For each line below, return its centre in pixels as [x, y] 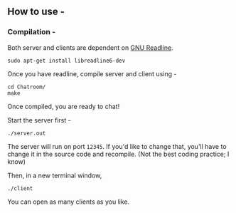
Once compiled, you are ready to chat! [64, 106]
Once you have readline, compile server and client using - [92, 73]
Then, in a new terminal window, [55, 175]
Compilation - [31, 32]
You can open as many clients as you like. [69, 202]
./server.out [27, 133]
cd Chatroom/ [27, 87]
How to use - [36, 12]
